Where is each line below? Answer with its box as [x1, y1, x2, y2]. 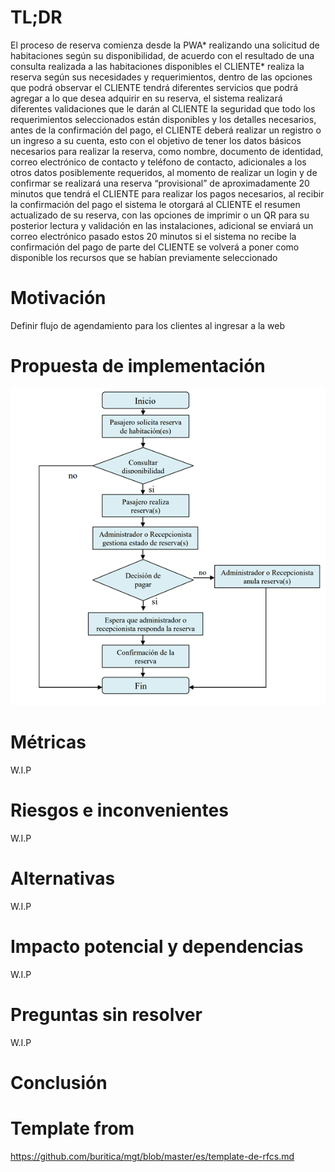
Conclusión [10, 1072, 108, 1095]
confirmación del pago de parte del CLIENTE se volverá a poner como [10, 241, 300, 253]
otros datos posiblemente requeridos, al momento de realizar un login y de [10, 166, 318, 178]
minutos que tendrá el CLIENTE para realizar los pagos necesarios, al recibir [10, 187, 325, 200]
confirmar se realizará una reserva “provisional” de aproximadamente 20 [10, 177, 310, 189]
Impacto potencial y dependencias [10, 936, 304, 958]
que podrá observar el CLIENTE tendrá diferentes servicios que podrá [10, 81, 299, 93]
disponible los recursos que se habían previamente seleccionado [10, 251, 278, 263]
